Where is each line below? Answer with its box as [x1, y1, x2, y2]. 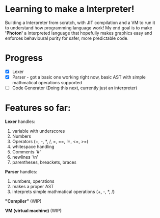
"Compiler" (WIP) [5, 198, 42, 204]
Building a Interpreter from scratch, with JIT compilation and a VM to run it [5, 20, 156, 25]
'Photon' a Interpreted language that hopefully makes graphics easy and [5, 30, 152, 36]
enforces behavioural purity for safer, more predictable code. [5, 35, 129, 41]
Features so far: [5, 102, 71, 114]
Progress [5, 52, 43, 64]
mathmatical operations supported [12, 80, 82, 85]
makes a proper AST [12, 184, 54, 189]
